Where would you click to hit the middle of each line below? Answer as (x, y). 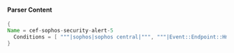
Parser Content (30, 10)
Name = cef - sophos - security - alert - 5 (60, 31)
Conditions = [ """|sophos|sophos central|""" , (84, 37)
